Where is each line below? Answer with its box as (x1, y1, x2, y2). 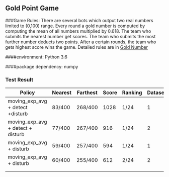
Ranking (122, 89, 142, 96)
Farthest (76, 89, 98, 96)
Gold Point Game (5, 4, 59, 13)
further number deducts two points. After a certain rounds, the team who (5, 39, 156, 45)
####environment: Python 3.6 (5, 54, 68, 60)
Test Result (5, 76, 34, 83)
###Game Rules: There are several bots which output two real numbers (5, 17, 153, 23)
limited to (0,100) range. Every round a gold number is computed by (5, 23, 145, 29)
